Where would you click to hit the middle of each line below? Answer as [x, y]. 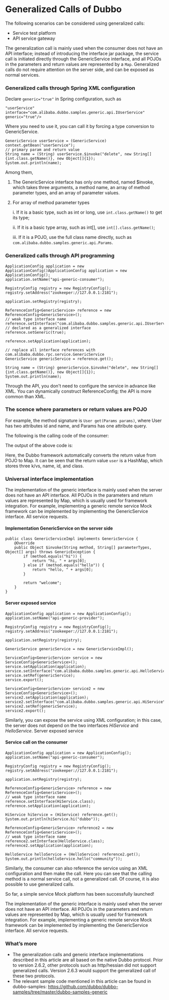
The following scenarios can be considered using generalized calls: [75, 23]
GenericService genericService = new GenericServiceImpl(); [70, 649]
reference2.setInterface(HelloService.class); [55, 841]
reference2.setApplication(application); [49, 845]
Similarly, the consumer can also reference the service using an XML [76, 868]
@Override [25, 543]
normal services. [23, 75]
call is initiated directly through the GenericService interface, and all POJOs [83, 58]
